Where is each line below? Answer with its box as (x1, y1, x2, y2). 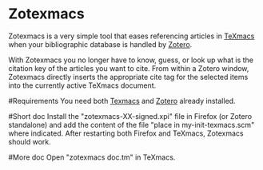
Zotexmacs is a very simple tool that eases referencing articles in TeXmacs (8, 31, 255, 41)
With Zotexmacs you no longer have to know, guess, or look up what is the (8, 55, 254, 65)
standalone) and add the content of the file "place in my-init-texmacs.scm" (8, 120, 255, 129)
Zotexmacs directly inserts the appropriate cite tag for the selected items (8, 72, 249, 81)
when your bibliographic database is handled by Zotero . (8, 39, 193, 49)
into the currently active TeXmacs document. (8, 81, 157, 90)
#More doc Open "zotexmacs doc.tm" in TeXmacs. (8, 152, 176, 162)
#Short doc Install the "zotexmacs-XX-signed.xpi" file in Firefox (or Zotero (8, 111, 253, 121)
